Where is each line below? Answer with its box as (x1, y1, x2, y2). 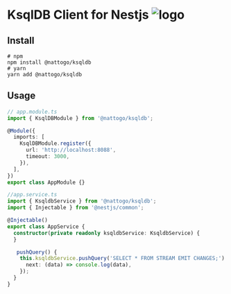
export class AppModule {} (7, 179, 85, 186)
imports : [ (13, 134, 45, 141)
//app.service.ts (7, 191, 58, 198)
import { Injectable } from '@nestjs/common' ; (7, 205, 144, 211)
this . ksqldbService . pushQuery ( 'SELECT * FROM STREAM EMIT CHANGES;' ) (19, 255, 225, 262)
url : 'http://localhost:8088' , (25, 146, 117, 154)
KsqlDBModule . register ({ (19, 140, 92, 147)
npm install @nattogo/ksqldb (7, 59, 92, 66)
